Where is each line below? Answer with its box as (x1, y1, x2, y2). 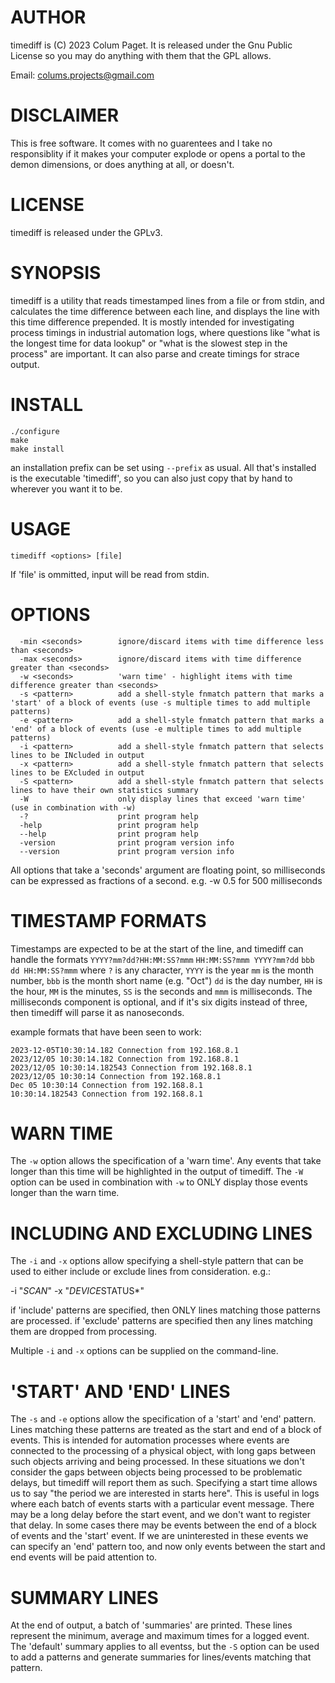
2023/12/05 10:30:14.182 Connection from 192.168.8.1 (10, 1054, 240, 1064)
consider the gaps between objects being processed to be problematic (10, 1466, 303, 1478)
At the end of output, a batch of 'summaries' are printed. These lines (10, 1619, 293, 1631)
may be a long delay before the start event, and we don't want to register (10, 1509, 311, 1521)
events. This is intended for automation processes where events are (10, 1434, 290, 1446)
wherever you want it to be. (10, 482, 123, 495)
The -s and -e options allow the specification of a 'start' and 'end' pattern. (10, 1413, 317, 1425)
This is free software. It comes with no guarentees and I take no (10, 137, 273, 149)
